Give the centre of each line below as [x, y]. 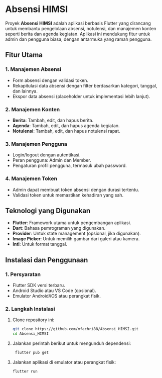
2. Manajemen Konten [33, 109]
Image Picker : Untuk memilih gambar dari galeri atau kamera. [76, 239]
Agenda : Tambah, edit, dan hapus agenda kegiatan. [66, 125]
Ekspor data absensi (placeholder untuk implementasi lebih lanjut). [81, 96]
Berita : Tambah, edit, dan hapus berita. [53, 120]
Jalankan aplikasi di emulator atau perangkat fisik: [64, 362]
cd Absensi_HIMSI [31, 334]
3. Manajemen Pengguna [36, 144]
